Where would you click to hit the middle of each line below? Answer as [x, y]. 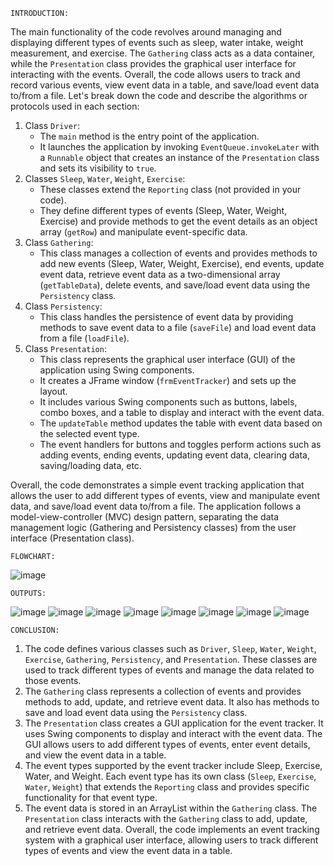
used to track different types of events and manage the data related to [169, 670]
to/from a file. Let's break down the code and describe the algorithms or [159, 95]
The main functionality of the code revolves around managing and [146, 32]
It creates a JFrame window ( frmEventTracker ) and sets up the [168, 380]
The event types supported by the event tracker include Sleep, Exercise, [173, 765]
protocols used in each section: [75, 106]
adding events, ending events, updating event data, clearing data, [174, 455]
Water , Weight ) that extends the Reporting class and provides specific [167, 787]
